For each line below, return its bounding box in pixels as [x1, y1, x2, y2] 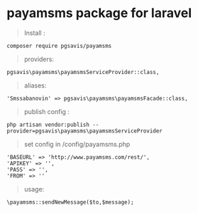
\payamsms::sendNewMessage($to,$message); [6, 198, 134, 206]
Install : [23, 28, 45, 37]
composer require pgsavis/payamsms [6, 42, 112, 49]
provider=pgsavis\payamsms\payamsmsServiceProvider [6, 127, 163, 135]
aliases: [23, 80, 47, 90]
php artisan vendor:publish [6, 121, 90, 128]
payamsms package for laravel [6, 5, 192, 21]
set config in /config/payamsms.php [23, 140, 131, 148]
